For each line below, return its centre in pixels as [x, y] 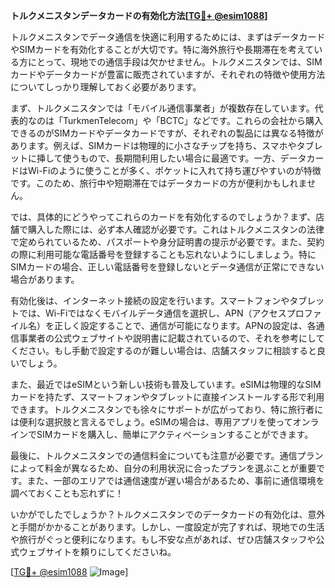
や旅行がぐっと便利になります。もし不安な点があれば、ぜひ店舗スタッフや [163, 539]
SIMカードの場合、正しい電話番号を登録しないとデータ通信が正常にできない [167, 267]
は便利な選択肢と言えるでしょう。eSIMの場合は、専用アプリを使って [151, 422]
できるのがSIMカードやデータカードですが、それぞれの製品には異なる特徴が [167, 133]
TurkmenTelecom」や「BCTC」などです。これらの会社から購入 [193, 120]
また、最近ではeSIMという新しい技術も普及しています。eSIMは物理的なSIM [166, 384]
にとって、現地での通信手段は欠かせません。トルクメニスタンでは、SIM [175, 62]
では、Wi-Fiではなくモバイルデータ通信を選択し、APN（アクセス [152, 313]
